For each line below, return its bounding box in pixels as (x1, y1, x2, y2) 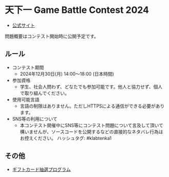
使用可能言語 (12, 96, 39, 102)
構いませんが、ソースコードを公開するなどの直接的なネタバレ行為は (19, 129, 163, 135)
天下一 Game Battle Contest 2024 (5, 4, 149, 16)
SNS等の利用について (12, 116, 57, 122)
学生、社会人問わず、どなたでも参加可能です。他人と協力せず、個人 (19, 83, 162, 90)
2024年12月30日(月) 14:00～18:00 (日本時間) (19, 70, 114, 77)
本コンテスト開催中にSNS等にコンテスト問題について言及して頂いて (19, 122, 163, 128)
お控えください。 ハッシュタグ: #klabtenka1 (19, 135, 112, 141)
